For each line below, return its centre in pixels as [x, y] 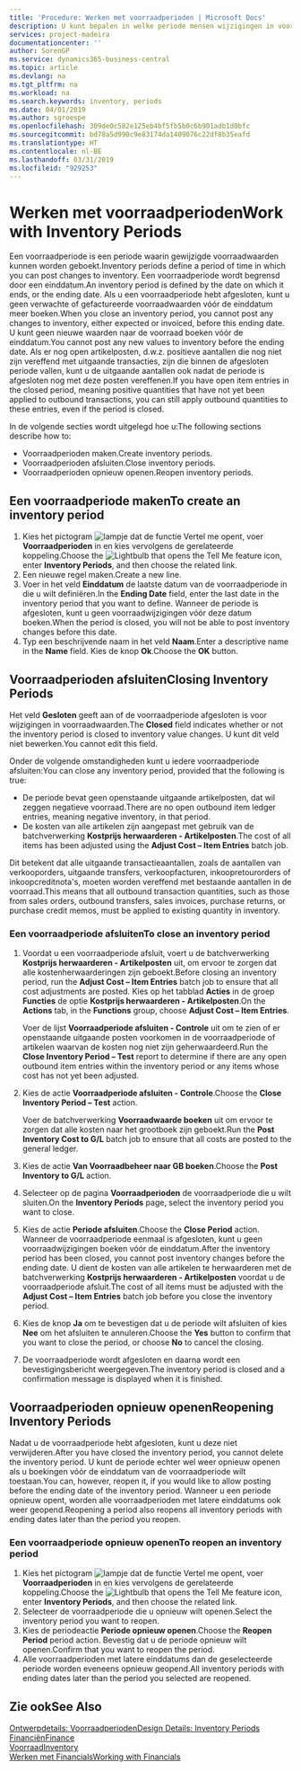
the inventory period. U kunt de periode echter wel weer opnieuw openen [145, 1462]
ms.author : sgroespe [48, 118]
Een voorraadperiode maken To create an [125, 501]
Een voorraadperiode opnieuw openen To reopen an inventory [146, 1542]
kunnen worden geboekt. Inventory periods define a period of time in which [148, 266]
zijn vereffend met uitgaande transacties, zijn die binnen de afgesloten [139, 361]
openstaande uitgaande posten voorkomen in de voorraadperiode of [149, 1038]
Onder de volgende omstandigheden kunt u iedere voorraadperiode [134, 761]
